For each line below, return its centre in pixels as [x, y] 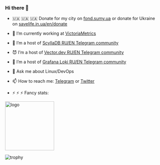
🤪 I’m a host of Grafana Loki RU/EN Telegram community [69, 62]
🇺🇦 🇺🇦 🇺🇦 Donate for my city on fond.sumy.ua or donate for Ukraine [83, 19]
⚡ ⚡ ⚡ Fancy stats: [30, 93]
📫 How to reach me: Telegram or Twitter [53, 81]
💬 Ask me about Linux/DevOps [43, 71]
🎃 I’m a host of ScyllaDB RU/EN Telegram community [65, 43]
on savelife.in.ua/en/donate [40, 24]
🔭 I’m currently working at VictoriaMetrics [54, 33]
